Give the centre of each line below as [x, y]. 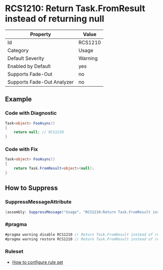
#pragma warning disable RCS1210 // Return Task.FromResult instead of [79, 234]
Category [18, 50]
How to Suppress [32, 188]
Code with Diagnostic [31, 113]
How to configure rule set [37, 262]
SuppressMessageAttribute [38, 202]
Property [41, 34]
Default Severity [26, 58]
